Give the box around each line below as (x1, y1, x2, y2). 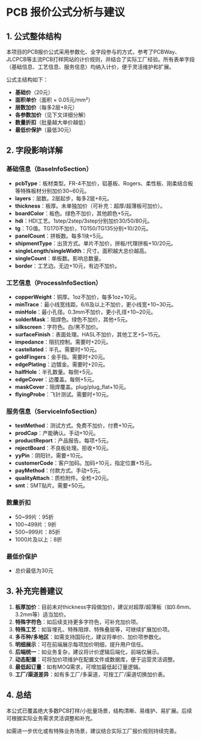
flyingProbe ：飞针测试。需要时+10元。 (14, 390, 112, 398)
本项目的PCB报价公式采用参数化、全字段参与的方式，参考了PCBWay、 (6, 49, 181, 55)
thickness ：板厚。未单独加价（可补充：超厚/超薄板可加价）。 (14, 202, 166, 209)
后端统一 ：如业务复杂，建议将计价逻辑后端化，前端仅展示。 (14, 648, 163, 655)
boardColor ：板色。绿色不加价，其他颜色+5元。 (14, 209, 135, 216)
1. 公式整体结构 (6, 31, 62, 41)
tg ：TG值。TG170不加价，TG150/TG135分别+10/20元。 (14, 224, 152, 231)
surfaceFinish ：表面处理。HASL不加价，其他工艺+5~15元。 (14, 330, 164, 338)
